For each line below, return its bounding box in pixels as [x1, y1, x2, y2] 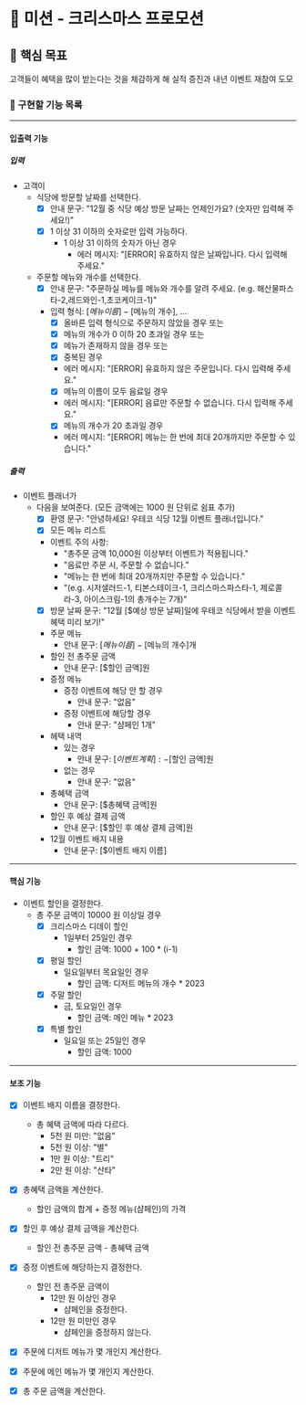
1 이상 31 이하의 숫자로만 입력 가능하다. [49, 226, 189, 237]
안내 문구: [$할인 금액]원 [63, 661, 150, 672]
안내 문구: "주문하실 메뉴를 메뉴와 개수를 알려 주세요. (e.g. [49, 282, 255, 293]
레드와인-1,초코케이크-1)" [67, 294, 158, 306]
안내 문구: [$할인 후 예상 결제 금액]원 [63, 821, 194, 832]
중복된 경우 [63, 352, 103, 363]
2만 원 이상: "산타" [49, 1165, 117, 1176]
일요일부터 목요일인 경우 [63, 966, 149, 977]
